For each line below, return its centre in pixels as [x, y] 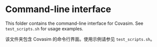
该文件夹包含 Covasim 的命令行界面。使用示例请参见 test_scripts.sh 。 [80, 39]
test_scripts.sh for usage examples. [44, 28]
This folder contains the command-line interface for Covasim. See [74, 23]
